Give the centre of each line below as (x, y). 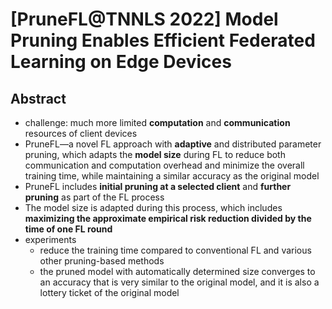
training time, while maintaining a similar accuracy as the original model (172, 176)
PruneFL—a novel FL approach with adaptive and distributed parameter (173, 144)
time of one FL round (68, 229)
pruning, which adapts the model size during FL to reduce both (155, 154)
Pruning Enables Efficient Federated (163, 40)
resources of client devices (81, 133)
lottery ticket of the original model (109, 292)
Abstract (38, 98)
